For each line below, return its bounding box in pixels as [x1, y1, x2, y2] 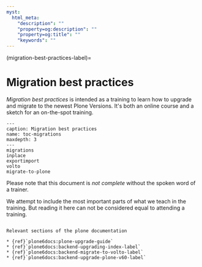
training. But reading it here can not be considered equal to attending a [6, 204, 185, 211]
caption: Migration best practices [6, 126, 97, 132]
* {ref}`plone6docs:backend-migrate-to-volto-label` [6, 249, 144, 255]
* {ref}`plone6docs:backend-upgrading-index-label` [6, 244, 141, 250]
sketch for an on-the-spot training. [6, 108, 94, 116]
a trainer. [6, 186, 29, 193]
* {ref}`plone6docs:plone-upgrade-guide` [6, 238, 114, 244]
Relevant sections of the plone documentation [6, 227, 127, 234]
